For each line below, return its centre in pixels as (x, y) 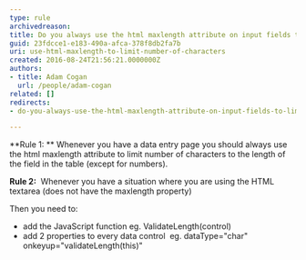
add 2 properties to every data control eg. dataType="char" (135, 236)
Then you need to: (44, 209)
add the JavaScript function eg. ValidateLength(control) (127, 226)
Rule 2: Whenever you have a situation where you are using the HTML (142, 182)
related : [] (32, 94)
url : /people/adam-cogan (65, 85)
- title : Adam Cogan (49, 77)
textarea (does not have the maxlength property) (101, 191)
